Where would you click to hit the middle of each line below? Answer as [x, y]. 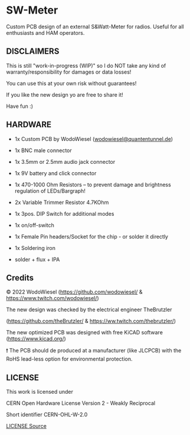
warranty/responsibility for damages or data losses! [69, 72]
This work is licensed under [40, 392]
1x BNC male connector [43, 150]
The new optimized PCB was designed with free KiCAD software [85, 332]
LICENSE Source [27, 426]
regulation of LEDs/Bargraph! [50, 191]
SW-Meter [32, 10]
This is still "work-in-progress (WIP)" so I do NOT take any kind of [86, 65]
